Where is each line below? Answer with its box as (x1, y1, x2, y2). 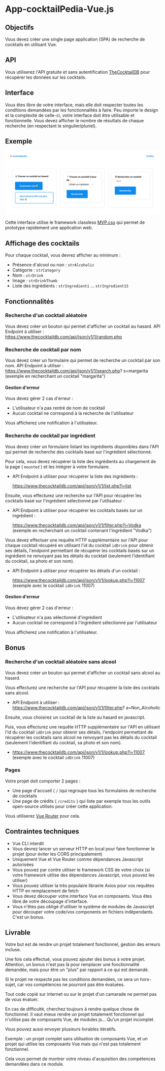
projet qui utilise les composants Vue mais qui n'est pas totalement (5, 1041, 141, 1047)
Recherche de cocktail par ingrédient (5, 432, 96, 439)
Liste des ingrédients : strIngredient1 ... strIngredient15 (12, 283, 129, 289)
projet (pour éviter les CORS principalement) (12, 851, 102, 857)
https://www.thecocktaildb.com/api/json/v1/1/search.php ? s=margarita (5, 368, 148, 374)
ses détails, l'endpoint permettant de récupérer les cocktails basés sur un (5, 547, 155, 553)
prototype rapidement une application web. (5, 225, 93, 231)
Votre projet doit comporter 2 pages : (5, 778, 81, 784)
